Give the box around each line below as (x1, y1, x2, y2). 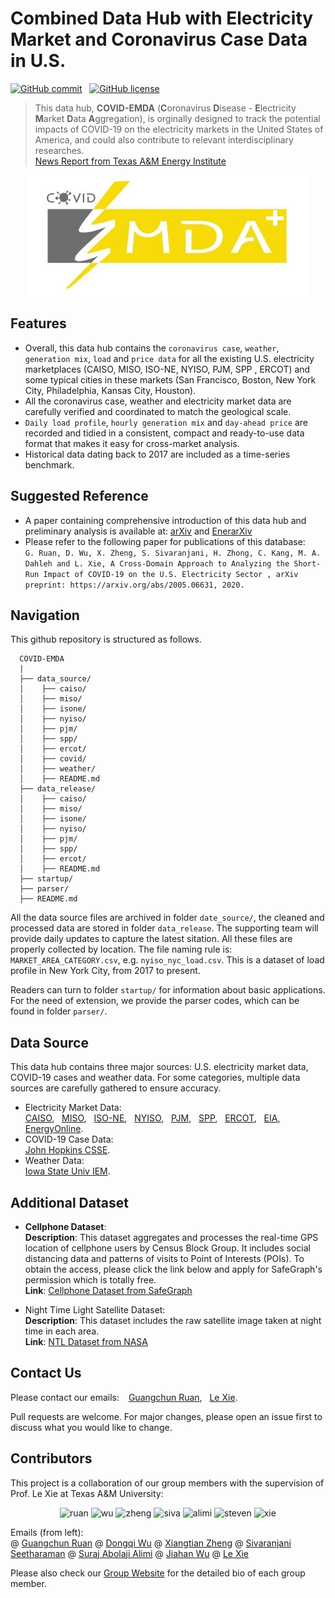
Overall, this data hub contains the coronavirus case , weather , (24, 342, 280, 354)
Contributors (10, 1450, 93, 1467)
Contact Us (10, 1365, 82, 1382)
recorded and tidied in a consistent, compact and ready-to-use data (24, 427, 305, 439)
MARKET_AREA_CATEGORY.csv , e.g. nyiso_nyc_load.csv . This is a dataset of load (10, 954, 325, 966)
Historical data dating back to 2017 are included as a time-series (24, 448, 291, 460)
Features (10, 315, 67, 332)
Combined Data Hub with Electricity (10, 7, 314, 30)
